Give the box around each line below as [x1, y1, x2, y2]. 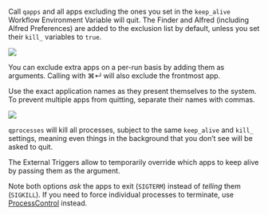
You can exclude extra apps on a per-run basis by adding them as [8, 63, 225, 72]
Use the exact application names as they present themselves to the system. [8, 87, 257, 96]
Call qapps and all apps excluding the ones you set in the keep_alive [8, 7, 231, 16]
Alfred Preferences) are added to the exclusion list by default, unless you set [8, 24, 260, 33]
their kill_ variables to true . [8, 32, 102, 41]
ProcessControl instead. [8, 198, 88, 208]
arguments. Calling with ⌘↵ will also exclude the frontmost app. [8, 71, 221, 80]
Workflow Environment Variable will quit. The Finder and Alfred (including [8, 15, 250, 25]
